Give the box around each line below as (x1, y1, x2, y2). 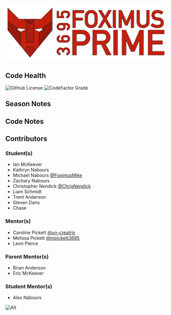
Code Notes (5, 117, 44, 125)
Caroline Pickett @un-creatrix (12, 229, 76, 236)
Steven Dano (12, 199, 40, 206)
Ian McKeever (12, 161, 42, 167)
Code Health (5, 71, 46, 80)
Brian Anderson (12, 265, 46, 271)
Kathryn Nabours (12, 167, 49, 173)
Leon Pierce (12, 240, 38, 246)
